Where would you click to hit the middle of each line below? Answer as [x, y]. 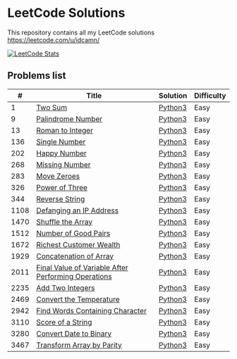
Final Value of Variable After [82, 267]
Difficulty [210, 95]
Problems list [37, 76]
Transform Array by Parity [79, 345]
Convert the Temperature [78, 299]
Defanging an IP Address [77, 210]
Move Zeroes [58, 176]
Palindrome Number [69, 119]
